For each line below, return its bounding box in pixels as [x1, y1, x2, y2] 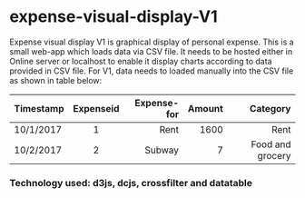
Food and [251, 138, 291, 151]
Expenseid [73, 102, 120, 114]
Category [249, 102, 291, 114]
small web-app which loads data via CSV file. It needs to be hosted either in [9, 45, 293, 56]
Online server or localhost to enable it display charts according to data [9, 55, 272, 66]
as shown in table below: [9, 74, 103, 85]
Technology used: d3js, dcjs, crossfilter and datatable [9, 176, 252, 189]
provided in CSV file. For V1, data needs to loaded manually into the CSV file [9, 65, 294, 76]
